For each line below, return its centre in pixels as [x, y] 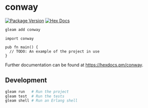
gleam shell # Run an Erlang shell [41, 101]
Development [26, 80]
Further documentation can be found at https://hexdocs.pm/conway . [74, 65]
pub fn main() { [22, 47]
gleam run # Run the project [37, 92]
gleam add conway [23, 29]
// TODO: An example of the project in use [54, 51]
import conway [20, 38]
